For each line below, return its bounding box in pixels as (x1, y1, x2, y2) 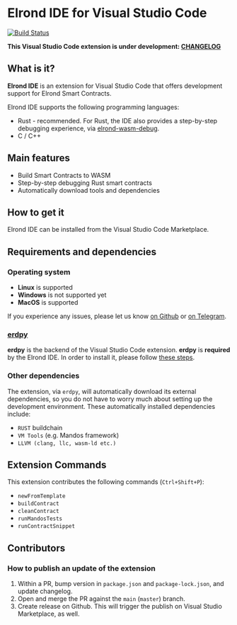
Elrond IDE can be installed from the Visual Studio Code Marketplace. (7, 225, 209, 234)
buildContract (17, 500, 59, 507)
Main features (7, 152, 71, 164)
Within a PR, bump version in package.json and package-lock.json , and (17, 580, 224, 588)
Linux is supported (17, 283, 73, 292)
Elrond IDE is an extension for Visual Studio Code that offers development (7, 81, 223, 90)
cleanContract (17, 508, 59, 515)
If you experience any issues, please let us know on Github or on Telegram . (7, 312, 227, 320)
